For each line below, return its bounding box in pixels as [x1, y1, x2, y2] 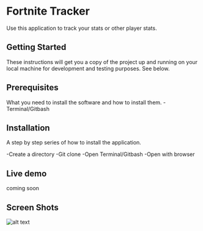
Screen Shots [6, 202, 59, 213]
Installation [6, 123, 50, 133]
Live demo [6, 168, 47, 179]
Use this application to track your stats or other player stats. [6, 24, 157, 32]
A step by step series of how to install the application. [6, 139, 142, 146]
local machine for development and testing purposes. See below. [6, 65, 170, 72]
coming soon [6, 185, 40, 192]
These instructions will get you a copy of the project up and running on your [6, 58, 197, 65]
